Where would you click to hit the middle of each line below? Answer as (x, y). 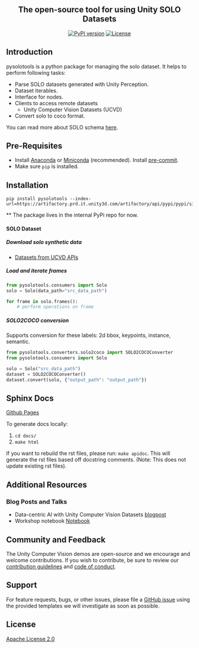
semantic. (18, 342)
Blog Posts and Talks (37, 501)
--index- (81, 199)
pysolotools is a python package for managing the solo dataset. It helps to (96, 66)
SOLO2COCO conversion (38, 320)
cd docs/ (25, 436)
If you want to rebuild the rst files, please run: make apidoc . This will (88, 453)
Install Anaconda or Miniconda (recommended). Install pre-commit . (97, 160)
